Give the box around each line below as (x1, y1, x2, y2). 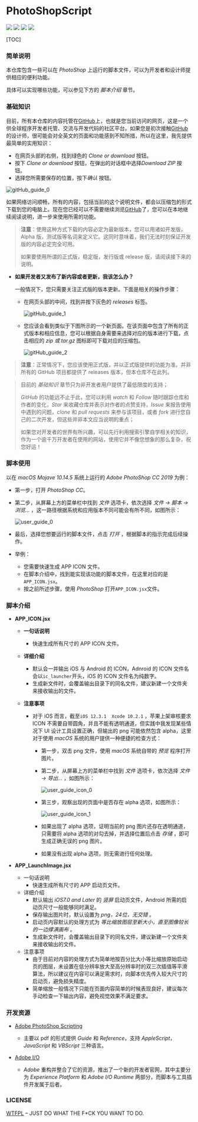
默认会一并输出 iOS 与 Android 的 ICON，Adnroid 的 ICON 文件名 (32, 665, 190, 672)
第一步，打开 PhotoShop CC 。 (14, 486, 88, 494)
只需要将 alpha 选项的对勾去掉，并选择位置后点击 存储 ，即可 (41, 830, 190, 837)
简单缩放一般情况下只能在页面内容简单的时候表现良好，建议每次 (32, 985, 187, 992)
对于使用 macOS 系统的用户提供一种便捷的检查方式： (32, 735, 162, 742)
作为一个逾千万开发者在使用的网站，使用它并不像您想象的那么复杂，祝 (20, 436, 192, 443)
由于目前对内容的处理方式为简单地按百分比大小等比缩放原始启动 (32, 956, 187, 963)
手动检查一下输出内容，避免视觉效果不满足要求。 (32, 992, 151, 1000)
